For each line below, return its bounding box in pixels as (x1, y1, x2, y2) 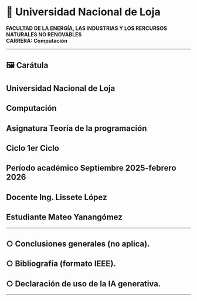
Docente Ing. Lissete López (6, 192, 107, 202)
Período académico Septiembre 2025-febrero (6, 163, 176, 173)
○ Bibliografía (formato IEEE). (6, 259, 116, 269)
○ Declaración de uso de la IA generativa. (6, 279, 161, 289)
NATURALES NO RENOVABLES (6, 31, 82, 38)
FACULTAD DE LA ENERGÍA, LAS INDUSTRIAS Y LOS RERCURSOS (6, 25, 167, 32)
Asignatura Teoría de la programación (6, 123, 147, 133)
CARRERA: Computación (6, 37, 67, 44)
